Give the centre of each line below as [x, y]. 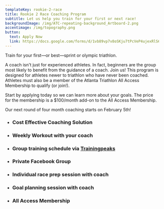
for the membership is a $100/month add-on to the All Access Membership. [81, 100]
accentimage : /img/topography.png [40, 28]
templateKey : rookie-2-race [34, 10]
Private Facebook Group [41, 162]
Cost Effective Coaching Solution [52, 122]
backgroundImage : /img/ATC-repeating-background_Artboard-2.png [72, 23]
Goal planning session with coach [53, 188]
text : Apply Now [26, 37]
